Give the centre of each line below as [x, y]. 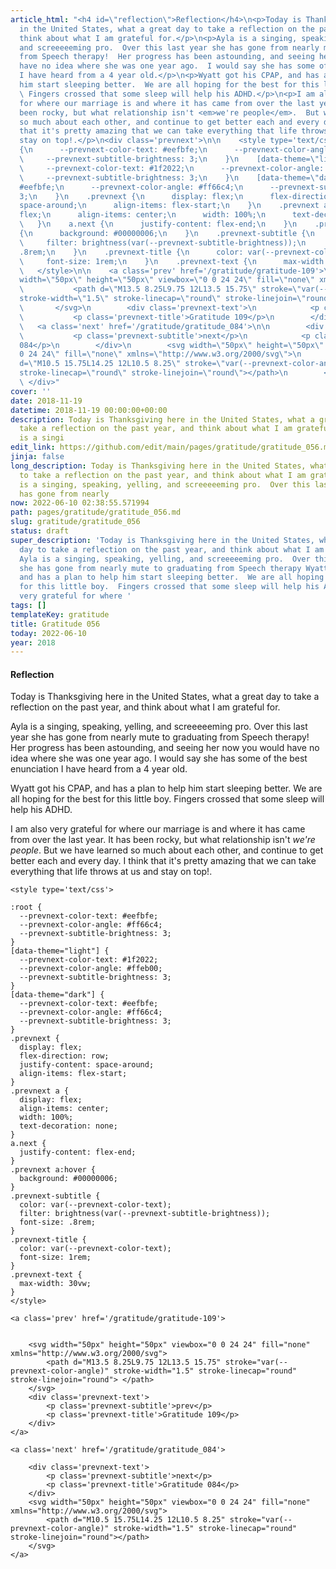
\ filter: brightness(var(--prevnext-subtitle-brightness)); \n [163, 242]
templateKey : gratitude [60, 614]
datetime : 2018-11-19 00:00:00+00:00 [89, 410]
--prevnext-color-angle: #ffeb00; [91, 969]
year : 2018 [33, 642]
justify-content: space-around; [87, 1065]
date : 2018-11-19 [46, 401]
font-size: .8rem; [58, 1222]
